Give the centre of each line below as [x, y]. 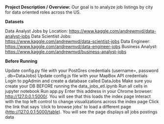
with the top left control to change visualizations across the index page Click [82, 101]
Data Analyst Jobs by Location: [36, 31]
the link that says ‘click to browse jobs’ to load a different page [68, 107]
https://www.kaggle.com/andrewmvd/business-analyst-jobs [66, 52]
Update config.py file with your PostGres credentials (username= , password [82, 71]
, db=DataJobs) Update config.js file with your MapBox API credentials [76, 76]
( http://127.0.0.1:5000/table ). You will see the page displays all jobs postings [81, 112]
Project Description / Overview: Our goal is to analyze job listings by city [79, 7]
